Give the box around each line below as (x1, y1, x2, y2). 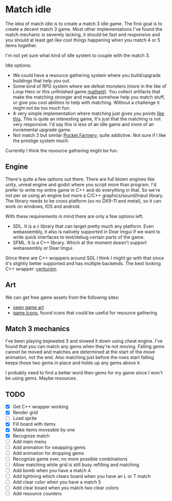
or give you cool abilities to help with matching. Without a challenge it (12, 99, 160, 106)
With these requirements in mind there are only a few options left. (5, 213, 144, 219)
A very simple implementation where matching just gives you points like (12, 110, 164, 116)
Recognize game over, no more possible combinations (12, 455, 128, 462)
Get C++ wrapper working (12, 404, 68, 410)
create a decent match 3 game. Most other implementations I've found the (5, 26, 163, 32)
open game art (12, 304, 44, 310)
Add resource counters (12, 491, 62, 497)
